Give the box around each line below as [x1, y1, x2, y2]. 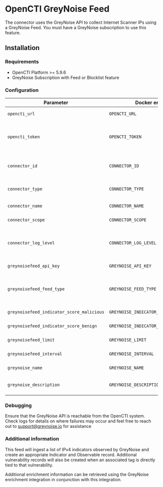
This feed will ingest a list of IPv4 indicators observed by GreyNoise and [5, 446, 149, 452]
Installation [5, 44, 40, 52]
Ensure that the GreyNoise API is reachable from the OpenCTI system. [5, 413, 146, 419]
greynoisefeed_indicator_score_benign [7, 323, 97, 328]
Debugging [5, 402, 32, 408]
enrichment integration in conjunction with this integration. [5, 476, 122, 482]
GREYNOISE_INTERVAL [109, 351, 154, 357]
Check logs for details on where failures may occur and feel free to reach [5, 418, 151, 424]
